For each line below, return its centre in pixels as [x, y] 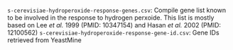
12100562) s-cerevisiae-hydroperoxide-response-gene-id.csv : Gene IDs [113, 32]
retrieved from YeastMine [44, 40]
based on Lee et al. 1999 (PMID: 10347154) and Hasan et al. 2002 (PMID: [114, 25]
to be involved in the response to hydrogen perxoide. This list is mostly [111, 18]
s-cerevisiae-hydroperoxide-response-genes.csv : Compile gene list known [117, 10]
